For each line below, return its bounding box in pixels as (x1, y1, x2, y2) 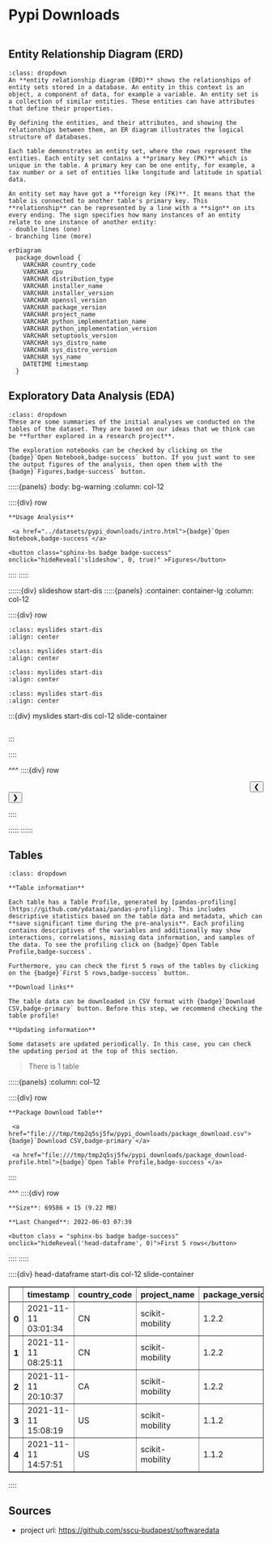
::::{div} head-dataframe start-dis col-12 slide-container (8, 1270, 194, 1279)
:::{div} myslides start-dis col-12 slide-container (8, 711, 168, 720)
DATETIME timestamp (23, 359, 89, 368)
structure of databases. (8, 132, 92, 141)
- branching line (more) (8, 232, 92, 240)
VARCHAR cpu (23, 268, 63, 276)
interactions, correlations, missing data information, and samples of (8, 934, 255, 942)
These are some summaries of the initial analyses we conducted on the (8, 418, 255, 426)
